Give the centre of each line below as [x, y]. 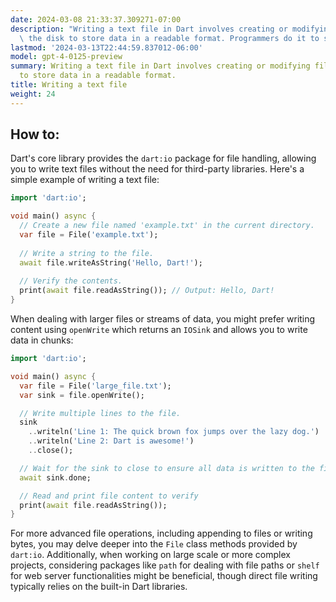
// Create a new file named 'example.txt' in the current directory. [167, 226]
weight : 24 [33, 94]
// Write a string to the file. [87, 253]
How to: [35, 134]
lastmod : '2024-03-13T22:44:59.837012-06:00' [106, 47]
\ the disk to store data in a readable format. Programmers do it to [169, 38]
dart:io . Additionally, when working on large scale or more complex [150, 555]
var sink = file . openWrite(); [82, 395]
